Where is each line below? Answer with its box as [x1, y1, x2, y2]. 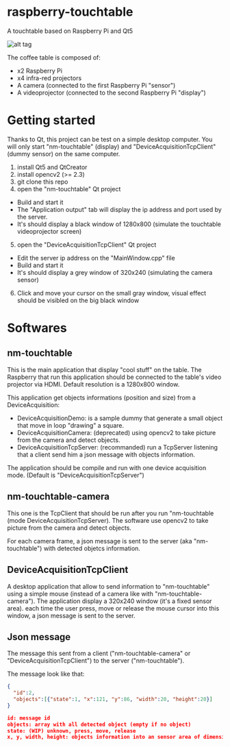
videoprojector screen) [16, 227, 82, 235]
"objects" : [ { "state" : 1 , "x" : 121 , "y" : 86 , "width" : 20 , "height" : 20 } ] [13, 696, 213, 703]
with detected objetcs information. [43, 544, 140, 552]
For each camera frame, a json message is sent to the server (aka [7, 537, 193, 545]
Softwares [7, 320, 67, 336]
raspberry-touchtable [7, 4, 133, 20]
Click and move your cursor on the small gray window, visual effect [16, 289, 207, 297]
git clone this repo [16, 177, 68, 186]
